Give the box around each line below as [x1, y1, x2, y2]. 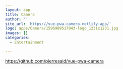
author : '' [5, 16, 28, 21]
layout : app [5, 7, 30, 12]
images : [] [5, 30, 28, 35]
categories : [5, 35, 30, 40]
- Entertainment [10, 40, 44, 45]
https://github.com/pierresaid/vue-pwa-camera [5, 58, 104, 64]
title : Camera [5, 12, 35, 17]
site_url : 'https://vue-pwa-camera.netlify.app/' [5, 21, 112, 26]
